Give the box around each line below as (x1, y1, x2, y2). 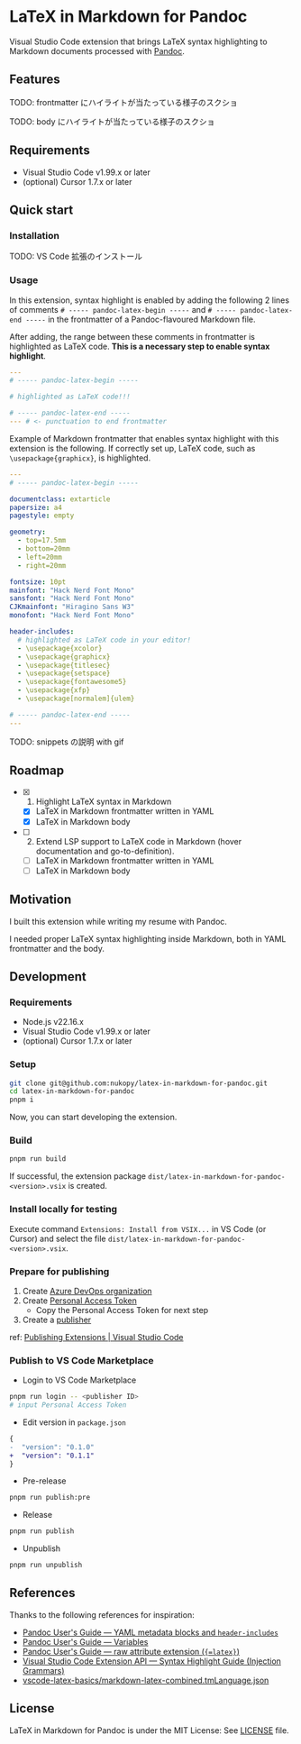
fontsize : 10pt (9, 577, 67, 587)
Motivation (9, 892, 72, 908)
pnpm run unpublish (9, 1561, 83, 1570)
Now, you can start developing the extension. (9, 1111, 178, 1123)
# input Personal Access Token (9, 1401, 127, 1410)
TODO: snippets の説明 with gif (9, 736, 124, 747)
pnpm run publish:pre (9, 1493, 91, 1502)
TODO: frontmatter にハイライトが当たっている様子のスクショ (9, 96, 239, 107)
